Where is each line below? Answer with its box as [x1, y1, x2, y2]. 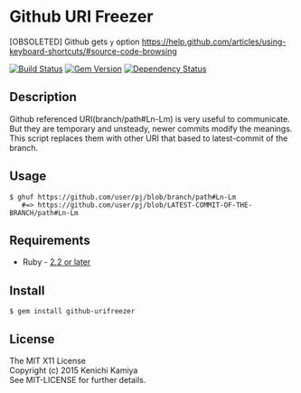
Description [9, 89, 77, 105]
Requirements [9, 232, 90, 248]
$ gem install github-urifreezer [9, 307, 136, 316]
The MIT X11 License [9, 355, 86, 366]
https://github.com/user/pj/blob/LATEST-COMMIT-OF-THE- [37, 201, 253, 210]
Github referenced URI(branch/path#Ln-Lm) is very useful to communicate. [9, 113, 291, 124]
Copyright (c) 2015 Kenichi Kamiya [9, 365, 138, 376]
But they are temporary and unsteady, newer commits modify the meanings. [9, 123, 293, 134]
